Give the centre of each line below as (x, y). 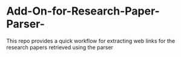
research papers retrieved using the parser (60, 47)
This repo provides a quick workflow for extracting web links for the (91, 41)
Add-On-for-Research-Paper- (83, 11)
